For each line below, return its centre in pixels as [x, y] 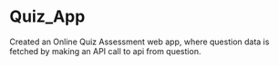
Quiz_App [47, 17]
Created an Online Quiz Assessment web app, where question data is [139, 42]
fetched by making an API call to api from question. [105, 51]
